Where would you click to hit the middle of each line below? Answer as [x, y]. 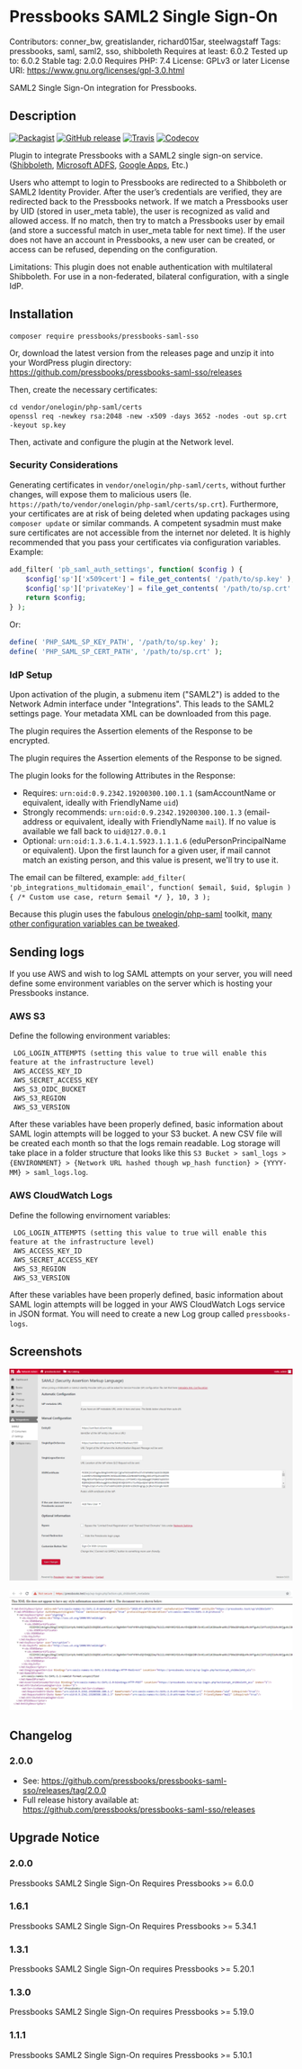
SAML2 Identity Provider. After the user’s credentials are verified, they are [146, 192]
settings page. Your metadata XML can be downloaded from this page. [140, 714]
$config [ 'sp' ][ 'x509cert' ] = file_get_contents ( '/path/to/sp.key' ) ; [160, 579]
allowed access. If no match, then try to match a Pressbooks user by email [147, 220]
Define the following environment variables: [90, 1036]
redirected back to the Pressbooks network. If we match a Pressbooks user [149, 201]
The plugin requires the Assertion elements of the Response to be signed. [146, 758]
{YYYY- [275, 1163]
